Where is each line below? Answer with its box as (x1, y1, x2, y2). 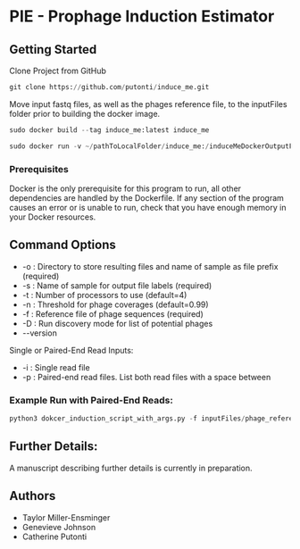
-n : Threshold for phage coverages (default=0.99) (21, 299, 209, 310)
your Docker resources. (9, 212, 96, 222)
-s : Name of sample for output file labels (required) (21, 279, 212, 291)
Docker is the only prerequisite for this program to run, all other (9, 183, 242, 194)
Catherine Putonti (21, 531, 87, 542)
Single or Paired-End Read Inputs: (9, 345, 134, 355)
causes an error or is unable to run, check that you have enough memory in (9, 202, 287, 212)
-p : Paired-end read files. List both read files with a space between (21, 371, 271, 382)
